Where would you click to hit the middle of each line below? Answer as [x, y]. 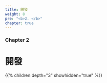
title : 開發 [16, 9]
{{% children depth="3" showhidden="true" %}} [54, 75]
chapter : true [20, 23]
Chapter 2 [17, 40]
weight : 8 [15, 14]
